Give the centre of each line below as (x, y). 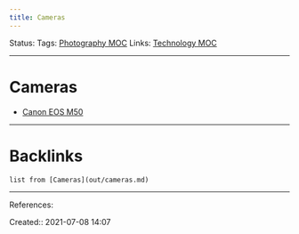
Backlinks (46, 156)
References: (31, 205)
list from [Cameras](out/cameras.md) (79, 180)
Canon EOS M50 (53, 111)
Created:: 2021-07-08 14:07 (60, 222)
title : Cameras (37, 17)
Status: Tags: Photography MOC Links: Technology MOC (113, 43)
